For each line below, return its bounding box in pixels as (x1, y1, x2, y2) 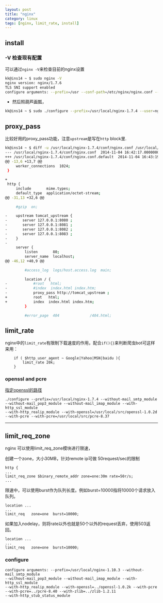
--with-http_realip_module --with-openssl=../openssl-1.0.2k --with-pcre (5, 584, 158, 589)
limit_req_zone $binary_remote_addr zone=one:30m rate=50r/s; (5, 474, 133, 479)
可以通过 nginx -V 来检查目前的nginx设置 (5, 66, 85, 72)
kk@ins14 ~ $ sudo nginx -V (5, 76, 62, 81)
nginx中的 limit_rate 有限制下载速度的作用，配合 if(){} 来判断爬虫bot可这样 (5, 340, 155, 346)
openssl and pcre (5, 376, 47, 382)
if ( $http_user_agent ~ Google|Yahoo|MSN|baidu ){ (14, 356, 120, 361)
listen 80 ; (24, 249, 60, 255)
